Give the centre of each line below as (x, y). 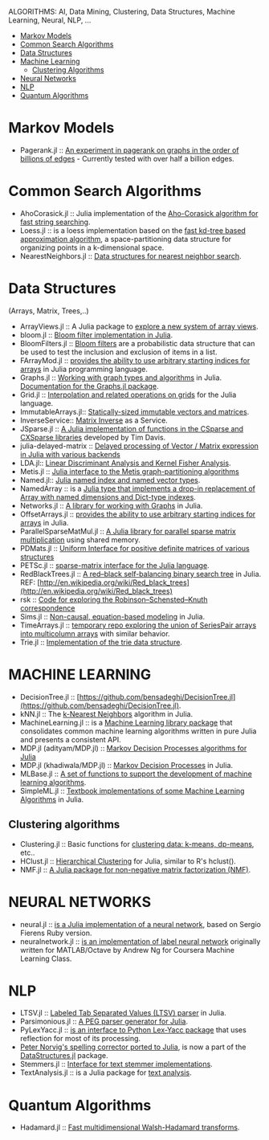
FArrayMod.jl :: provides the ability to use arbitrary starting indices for (135, 360)
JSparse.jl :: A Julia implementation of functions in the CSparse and (131, 428)
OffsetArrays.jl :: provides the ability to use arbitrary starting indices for (138, 514)
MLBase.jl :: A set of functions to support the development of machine (136, 774)
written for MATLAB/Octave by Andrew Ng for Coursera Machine (127, 950)
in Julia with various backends (70, 454)
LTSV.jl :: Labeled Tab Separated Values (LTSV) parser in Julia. (123, 1013)
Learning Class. (46, 958)
